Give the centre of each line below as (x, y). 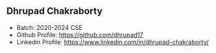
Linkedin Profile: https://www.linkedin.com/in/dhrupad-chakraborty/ (112, 42)
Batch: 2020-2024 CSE (50, 27)
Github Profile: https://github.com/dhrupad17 (80, 35)
